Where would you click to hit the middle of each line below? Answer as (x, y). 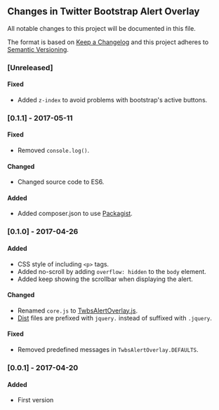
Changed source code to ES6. (61, 182)
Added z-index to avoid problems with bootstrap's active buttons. (112, 100)
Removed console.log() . (53, 151)
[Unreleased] (30, 67)
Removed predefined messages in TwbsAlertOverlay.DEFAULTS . (108, 349)
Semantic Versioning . (38, 49)
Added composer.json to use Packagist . (75, 214)
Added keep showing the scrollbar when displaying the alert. (105, 279)
